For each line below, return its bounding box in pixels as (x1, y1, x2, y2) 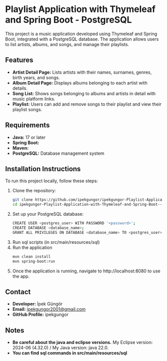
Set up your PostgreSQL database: (12, 211, 84, 217)
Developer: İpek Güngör (12, 301, 63, 307)
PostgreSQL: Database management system (12, 150, 105, 156)
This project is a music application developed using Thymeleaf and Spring (5, 31, 158, 37)
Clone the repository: (12, 188, 56, 194)
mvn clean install (12, 254, 51, 259)
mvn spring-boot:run (12, 259, 55, 264)
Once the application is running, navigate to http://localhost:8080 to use (12, 268, 161, 274)
